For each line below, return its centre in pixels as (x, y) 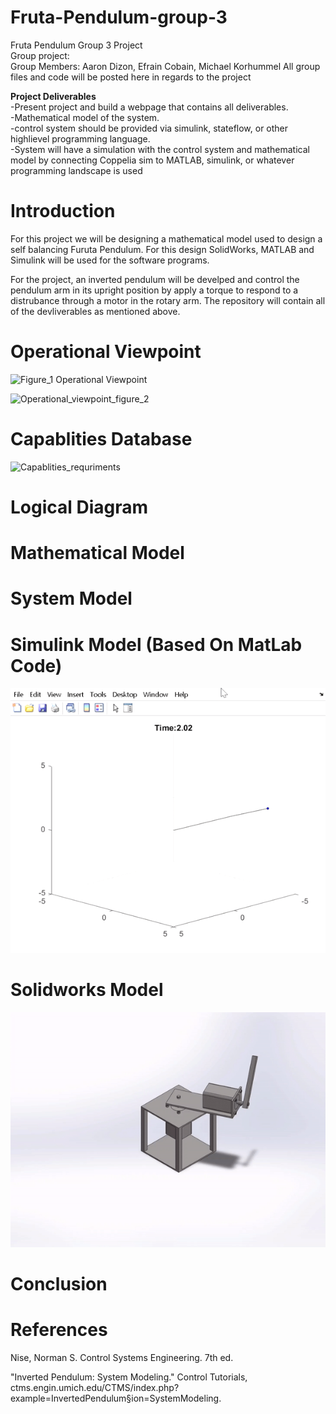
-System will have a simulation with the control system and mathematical (160, 149)
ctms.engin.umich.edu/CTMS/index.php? (95, 1387)
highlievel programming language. (80, 138)
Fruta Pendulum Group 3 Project (76, 45)
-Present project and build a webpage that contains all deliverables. (149, 107)
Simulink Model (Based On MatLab (156, 644)
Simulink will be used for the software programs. (110, 260)
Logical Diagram (79, 507)
